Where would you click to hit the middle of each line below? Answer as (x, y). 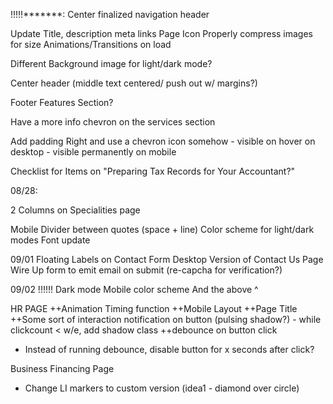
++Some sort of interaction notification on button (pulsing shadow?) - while (166, 319)
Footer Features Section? (62, 102)
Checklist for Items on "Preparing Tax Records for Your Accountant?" (153, 171)
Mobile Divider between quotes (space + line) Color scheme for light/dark (162, 229)
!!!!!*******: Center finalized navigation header (110, 14)
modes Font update (50, 240)
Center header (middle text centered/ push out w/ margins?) (134, 83)
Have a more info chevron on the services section (113, 122)
